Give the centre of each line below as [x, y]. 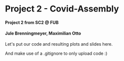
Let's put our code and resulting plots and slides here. [59, 44]
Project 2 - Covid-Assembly [62, 9]
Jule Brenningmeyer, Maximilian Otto [43, 33]
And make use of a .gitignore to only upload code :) [56, 53]
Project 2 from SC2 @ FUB [32, 22]
